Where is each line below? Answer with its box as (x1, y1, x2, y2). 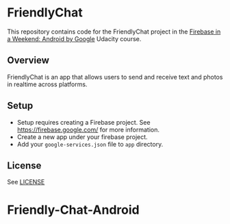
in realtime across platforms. (7, 80, 88, 88)
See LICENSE (7, 178, 45, 186)
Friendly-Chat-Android (7, 202, 140, 217)
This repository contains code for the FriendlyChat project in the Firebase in (7, 27, 221, 36)
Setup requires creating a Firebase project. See (16, 118, 151, 126)
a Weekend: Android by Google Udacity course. (7, 34, 142, 42)
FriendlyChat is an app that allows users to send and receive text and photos (7, 73, 223, 81)
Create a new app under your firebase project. (16, 132, 149, 141)
